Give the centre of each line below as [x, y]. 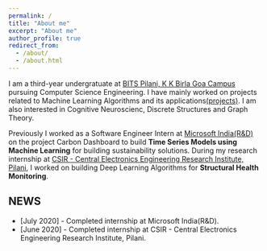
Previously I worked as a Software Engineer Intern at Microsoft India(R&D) [131, 133]
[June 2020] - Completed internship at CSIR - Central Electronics [128, 229]
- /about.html [39, 61]
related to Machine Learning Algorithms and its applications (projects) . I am [132, 101]
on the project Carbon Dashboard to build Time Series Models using [123, 142]
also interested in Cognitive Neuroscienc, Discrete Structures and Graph [128, 109]
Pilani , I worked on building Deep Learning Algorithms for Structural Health [134, 167]
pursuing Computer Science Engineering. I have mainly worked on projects [133, 92]
